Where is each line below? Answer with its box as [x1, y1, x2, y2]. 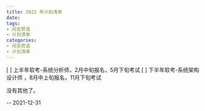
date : [6, 15, 20, 21]
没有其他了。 [6, 87, 39, 94]
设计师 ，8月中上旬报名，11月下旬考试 [6, 74, 102, 81]
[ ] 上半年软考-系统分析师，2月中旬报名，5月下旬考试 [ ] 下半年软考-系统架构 [6, 66, 199, 73]
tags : [6, 20, 20, 26]
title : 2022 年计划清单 [6, 9, 62, 15]
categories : [6, 37, 37, 43]
